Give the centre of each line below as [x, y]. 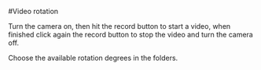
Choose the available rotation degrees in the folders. [93, 58]
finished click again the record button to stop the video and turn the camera [130, 35]
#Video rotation [33, 11]
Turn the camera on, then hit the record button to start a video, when [119, 26]
